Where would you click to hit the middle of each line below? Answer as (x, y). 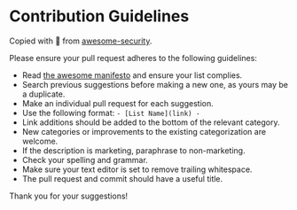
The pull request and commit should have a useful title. (122, 178)
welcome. (40, 141)
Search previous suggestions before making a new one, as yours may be (155, 84)
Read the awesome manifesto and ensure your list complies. (132, 75)
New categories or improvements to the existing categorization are (144, 131)
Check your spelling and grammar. (85, 159)
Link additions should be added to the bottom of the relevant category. (151, 122)
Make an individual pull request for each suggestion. (118, 103)
